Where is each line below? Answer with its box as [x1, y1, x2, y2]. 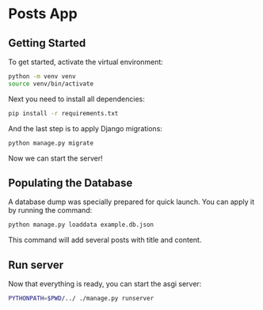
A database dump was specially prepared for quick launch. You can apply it [8, 197, 255, 206]
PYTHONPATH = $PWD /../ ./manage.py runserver [8, 294, 154, 302]
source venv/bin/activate [8, 80, 93, 88]
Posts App [8, 5, 78, 23]
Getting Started [8, 36, 86, 50]
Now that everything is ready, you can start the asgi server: [8, 279, 202, 289]
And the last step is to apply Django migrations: [8, 123, 162, 133]
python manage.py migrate [8, 139, 93, 147]
